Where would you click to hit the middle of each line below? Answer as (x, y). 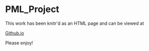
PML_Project (32, 9)
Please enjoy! (19, 43)
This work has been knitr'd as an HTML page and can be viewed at (75, 23)
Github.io (15, 33)
